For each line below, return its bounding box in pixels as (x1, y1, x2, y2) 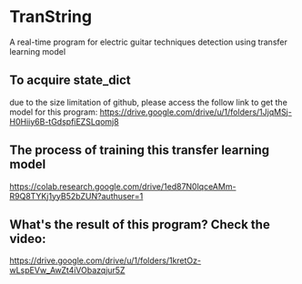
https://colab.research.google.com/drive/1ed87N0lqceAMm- (9, 180, 237, 192)
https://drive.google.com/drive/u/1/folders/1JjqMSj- (99, 106, 293, 117)
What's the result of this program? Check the (9, 217, 270, 232)
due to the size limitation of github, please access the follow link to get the (9, 96, 288, 107)
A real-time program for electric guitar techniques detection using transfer (9, 36, 288, 47)
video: (9, 230, 46, 247)
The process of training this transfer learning (9, 143, 270, 158)
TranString (9, 6, 93, 27)
